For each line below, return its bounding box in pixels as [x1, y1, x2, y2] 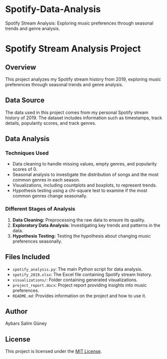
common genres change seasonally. [12, 193, 88, 199]
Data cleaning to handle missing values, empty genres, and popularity [12, 161, 157, 167]
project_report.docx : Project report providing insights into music [12, 282, 147, 288]
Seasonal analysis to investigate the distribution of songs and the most [12, 171, 159, 177]
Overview [5, 63, 37, 71]
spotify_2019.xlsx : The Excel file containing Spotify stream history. [12, 271, 152, 277]
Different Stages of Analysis [5, 206, 75, 213]
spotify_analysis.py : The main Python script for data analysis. [12, 266, 143, 272]
